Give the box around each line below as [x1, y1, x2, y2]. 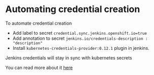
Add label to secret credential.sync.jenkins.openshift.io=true [12, 30, 147, 36]
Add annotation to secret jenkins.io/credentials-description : [12, 35, 148, 41]
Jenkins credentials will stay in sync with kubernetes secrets [5, 54, 132, 61]
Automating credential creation [5, 4, 140, 15]
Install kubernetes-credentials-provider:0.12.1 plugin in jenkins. [12, 45, 150, 51]
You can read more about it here [5, 64, 73, 70]
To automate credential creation [5, 20, 72, 26]
